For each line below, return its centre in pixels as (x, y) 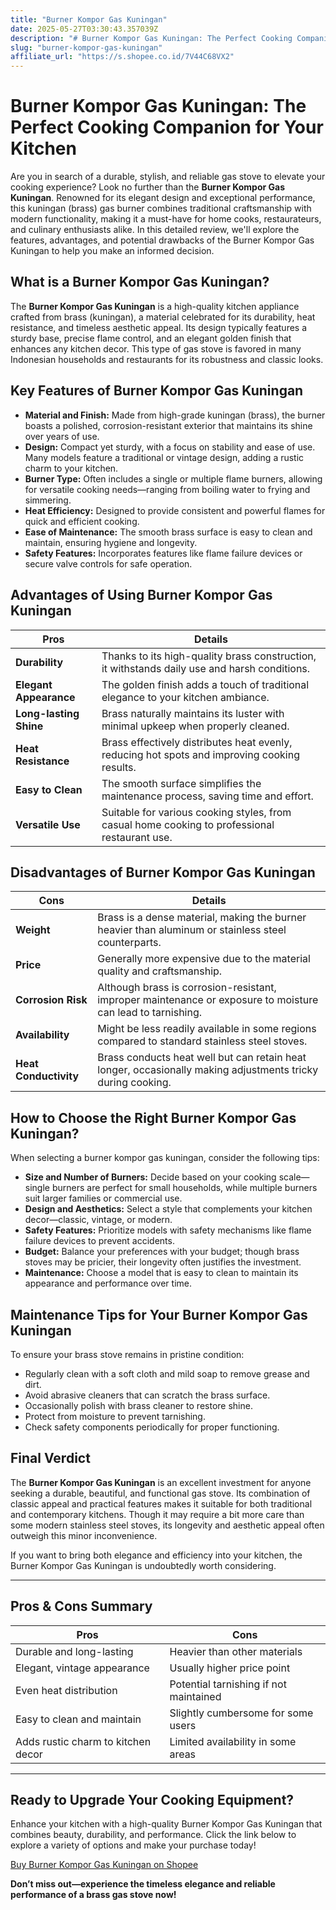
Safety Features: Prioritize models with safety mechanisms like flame (168, 1230)
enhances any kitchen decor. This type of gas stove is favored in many (156, 348)
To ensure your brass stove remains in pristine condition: (127, 1354)
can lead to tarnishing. (150, 1013)
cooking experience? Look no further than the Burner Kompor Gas (148, 187)
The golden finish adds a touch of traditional (205, 684)
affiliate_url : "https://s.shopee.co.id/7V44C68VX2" (122, 57)
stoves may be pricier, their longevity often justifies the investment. (163, 1262)
